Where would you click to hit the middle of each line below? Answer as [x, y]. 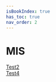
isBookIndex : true [28, 11]
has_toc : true [23, 17]
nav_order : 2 [22, 22]
